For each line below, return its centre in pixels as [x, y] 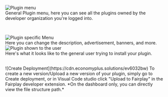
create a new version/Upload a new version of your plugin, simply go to [79, 74]
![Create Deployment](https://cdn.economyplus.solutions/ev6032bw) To [80, 68]
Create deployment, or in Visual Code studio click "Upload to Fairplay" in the [84, 79]
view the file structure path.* [35, 89]
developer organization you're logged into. [49, 18]
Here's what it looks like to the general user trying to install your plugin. [79, 53]
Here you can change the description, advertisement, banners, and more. [81, 43]
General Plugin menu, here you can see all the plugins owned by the [75, 13]
